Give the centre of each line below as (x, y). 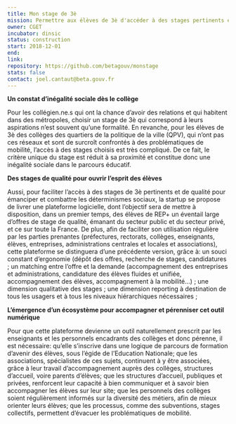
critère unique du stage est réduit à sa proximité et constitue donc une (109, 157)
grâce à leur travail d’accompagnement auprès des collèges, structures (110, 369)
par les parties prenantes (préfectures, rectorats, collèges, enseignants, (111, 237)
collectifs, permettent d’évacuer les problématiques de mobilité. (99, 413)
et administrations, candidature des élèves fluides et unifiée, (94, 274)
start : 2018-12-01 (34, 46)
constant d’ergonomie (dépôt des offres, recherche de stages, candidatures (117, 259)
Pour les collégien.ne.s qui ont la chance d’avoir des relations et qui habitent (117, 112)
